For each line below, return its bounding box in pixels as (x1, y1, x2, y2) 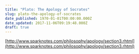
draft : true (5, 25, 29, 30)
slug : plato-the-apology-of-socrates (5, 12, 81, 16)
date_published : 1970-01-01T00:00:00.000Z (5, 16, 92, 21)
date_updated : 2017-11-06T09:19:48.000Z (5, 20, 88, 26)
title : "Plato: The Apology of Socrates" (5, 7, 90, 12)
